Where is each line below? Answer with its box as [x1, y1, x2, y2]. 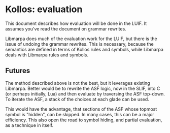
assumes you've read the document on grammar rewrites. [5, 25, 127, 31]
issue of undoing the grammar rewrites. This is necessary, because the [5, 41, 154, 47]
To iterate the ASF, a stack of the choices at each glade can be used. [5, 96, 150, 102]
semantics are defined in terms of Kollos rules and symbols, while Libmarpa [5, 46, 164, 52]
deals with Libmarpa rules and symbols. [5, 52, 89, 58]
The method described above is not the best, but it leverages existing [5, 80, 151, 86]
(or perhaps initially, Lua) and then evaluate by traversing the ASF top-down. [5, 90, 165, 97]
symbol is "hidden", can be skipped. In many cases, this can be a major [5, 111, 155, 117]
